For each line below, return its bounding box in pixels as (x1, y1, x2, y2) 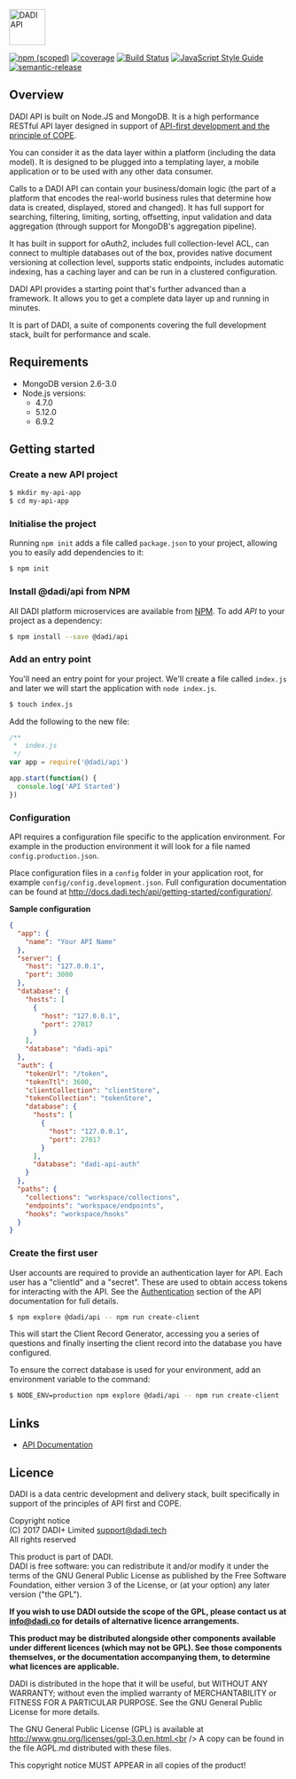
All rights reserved (9, 1534, 77, 1545)
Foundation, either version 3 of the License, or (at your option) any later (9, 1579, 270, 1590)
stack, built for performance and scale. (9, 328, 152, 340)
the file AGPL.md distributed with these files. (9, 1743, 172, 1753)
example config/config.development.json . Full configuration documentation (9, 878, 287, 887)
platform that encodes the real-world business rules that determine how (9, 193, 272, 203)
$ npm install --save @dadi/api (9, 632, 129, 642)
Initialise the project (9, 517, 97, 530)
